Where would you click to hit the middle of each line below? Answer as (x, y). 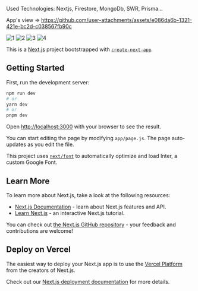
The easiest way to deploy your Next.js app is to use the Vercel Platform (95, 264)
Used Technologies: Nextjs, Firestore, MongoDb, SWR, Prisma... (84, 9)
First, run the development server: (48, 82)
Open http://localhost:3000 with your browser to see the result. (84, 126)
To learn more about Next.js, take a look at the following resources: (88, 195)
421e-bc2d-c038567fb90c (39, 26)
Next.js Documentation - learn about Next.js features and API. (90, 207)
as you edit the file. (51, 144)
